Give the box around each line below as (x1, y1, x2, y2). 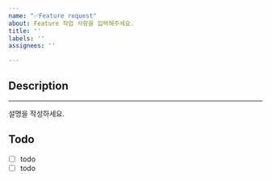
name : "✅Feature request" (8, 11, 97, 20)
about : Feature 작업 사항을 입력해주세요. (8, 19, 135, 27)
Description (8, 78, 69, 93)
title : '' (8, 27, 42, 35)
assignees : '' (8, 42, 56, 50)
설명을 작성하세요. (8, 108, 65, 118)
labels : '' (8, 34, 45, 43)
